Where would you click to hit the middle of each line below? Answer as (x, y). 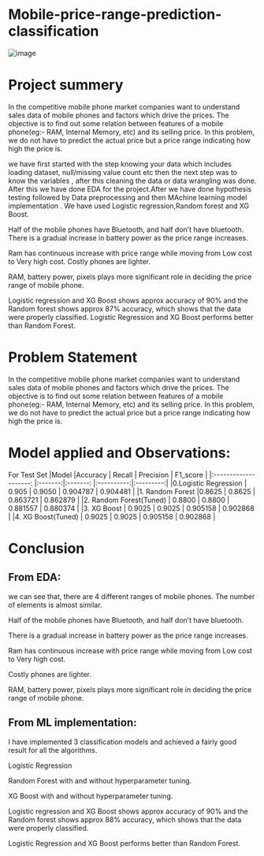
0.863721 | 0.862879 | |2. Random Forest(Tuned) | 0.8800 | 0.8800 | (119, 500)
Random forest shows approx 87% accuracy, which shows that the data (125, 308)
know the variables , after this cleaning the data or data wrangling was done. (132, 181)
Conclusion (46, 548)
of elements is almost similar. (55, 605)
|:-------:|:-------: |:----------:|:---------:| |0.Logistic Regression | (140, 483)
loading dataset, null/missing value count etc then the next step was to (123, 172)
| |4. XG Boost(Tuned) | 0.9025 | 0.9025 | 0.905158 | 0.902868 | (112, 516)
